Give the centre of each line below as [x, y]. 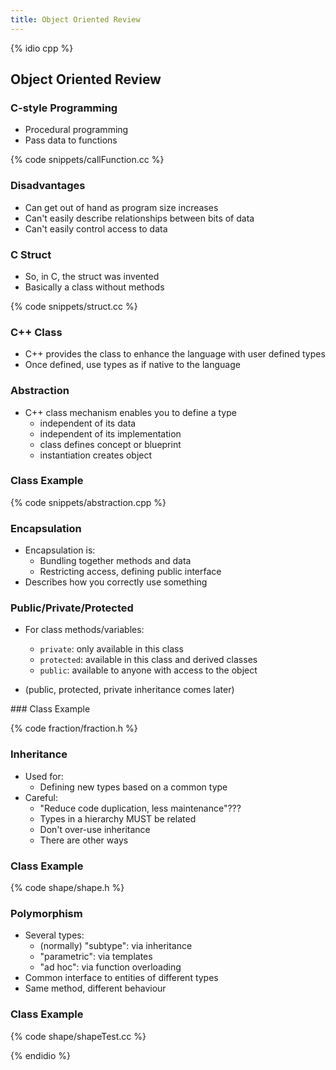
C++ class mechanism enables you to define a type [130, 412]
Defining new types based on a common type [133, 787]
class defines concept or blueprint [110, 444]
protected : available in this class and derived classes [148, 660]
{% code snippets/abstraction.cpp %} [88, 502]
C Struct [31, 254]
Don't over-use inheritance [95, 829]
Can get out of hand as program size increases [121, 207]
